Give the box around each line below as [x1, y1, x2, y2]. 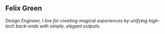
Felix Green [5, 4, 42, 13]
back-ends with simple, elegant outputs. [15, 23, 101, 29]
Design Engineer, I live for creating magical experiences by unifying [5, 17, 148, 23]
